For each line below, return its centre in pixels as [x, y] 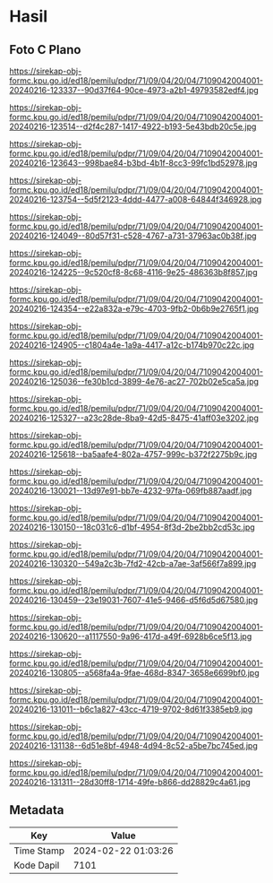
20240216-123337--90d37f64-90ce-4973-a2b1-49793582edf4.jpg [134, 90]
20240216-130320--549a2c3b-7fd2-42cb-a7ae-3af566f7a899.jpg [133, 563]
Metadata [37, 810]
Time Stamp [39, 851]
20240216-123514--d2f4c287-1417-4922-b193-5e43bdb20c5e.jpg [133, 126]
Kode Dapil [37, 865]
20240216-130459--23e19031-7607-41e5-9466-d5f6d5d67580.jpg [133, 600]
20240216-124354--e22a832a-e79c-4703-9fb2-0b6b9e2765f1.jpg [134, 308]
